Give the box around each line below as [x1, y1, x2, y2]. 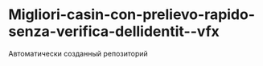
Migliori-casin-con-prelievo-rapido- [8, 6, 256, 24]
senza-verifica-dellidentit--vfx [8, 22, 220, 41]
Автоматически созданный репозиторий [8, 49, 149, 58]
